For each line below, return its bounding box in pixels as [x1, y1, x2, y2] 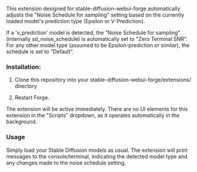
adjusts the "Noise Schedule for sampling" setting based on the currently [6, 11, 185, 18]
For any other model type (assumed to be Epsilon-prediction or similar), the [6, 42, 190, 49]
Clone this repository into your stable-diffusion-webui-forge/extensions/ [14, 77, 191, 84]
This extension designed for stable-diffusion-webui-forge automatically [6, 5, 180, 12]
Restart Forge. [14, 94, 50, 101]
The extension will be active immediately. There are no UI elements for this [6, 106, 188, 113]
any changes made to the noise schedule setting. [6, 159, 126, 166]
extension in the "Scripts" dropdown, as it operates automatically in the [6, 112, 180, 119]
